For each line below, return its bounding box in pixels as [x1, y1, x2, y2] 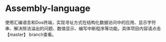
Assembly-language [5, 3, 90, 14]
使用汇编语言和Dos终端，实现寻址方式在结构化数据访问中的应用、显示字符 [5, 19, 156, 25]
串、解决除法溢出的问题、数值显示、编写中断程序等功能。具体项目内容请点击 [5, 25, 161, 31]
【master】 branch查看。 [5, 31, 57, 37]
